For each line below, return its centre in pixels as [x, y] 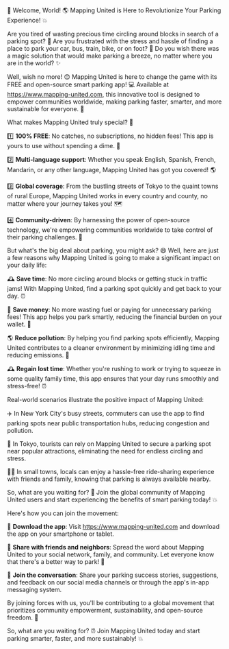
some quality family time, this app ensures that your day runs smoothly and [113, 379]
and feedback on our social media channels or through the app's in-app [108, 582]
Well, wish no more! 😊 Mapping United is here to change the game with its [112, 77]
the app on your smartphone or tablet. [61, 534]
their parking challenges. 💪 [45, 237]
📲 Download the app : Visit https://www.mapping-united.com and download [113, 527]
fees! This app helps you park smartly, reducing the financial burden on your [115, 317]
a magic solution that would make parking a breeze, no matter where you [110, 56]
